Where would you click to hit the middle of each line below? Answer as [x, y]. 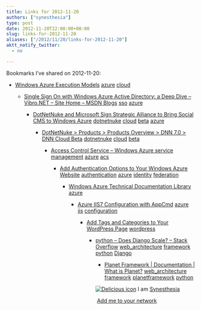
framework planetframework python [149, 277]
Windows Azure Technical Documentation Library [130, 186]
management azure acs [80, 156]
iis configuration [98, 210]
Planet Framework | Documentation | [149, 264]
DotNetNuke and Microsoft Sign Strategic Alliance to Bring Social [113, 114]
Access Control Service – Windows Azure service [112, 150]
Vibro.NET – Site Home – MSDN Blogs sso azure [83, 103]
